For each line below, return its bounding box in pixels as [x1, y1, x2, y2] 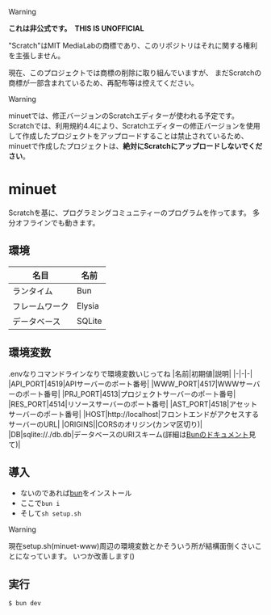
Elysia [76, 300, 99, 311]
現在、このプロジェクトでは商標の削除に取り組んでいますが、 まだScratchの [8, 68, 262, 78]
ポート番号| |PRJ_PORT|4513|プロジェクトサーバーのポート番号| [22, 389, 236, 398]
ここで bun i [19, 499, 60, 508]
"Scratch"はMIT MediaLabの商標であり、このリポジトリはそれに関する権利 [8, 40, 258, 50]
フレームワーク [12, 301, 69, 312]
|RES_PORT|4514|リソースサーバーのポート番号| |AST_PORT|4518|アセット [8, 399, 258, 409]
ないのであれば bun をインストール [19, 488, 132, 498]
